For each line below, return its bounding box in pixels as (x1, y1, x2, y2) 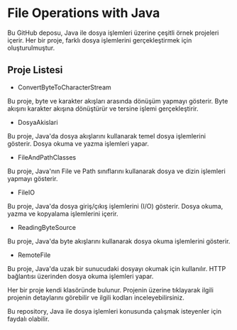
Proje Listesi (7, 64, 63, 76)
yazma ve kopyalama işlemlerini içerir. (7, 209, 118, 218)
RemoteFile (17, 251, 51, 259)
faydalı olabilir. (7, 314, 50, 323)
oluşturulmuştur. (7, 43, 55, 52)
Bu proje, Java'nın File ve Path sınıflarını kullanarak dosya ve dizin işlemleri (7, 167, 226, 175)
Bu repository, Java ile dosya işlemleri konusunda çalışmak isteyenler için (7, 307, 222, 315)
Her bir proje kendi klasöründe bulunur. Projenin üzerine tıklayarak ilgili (7, 285, 214, 294)
